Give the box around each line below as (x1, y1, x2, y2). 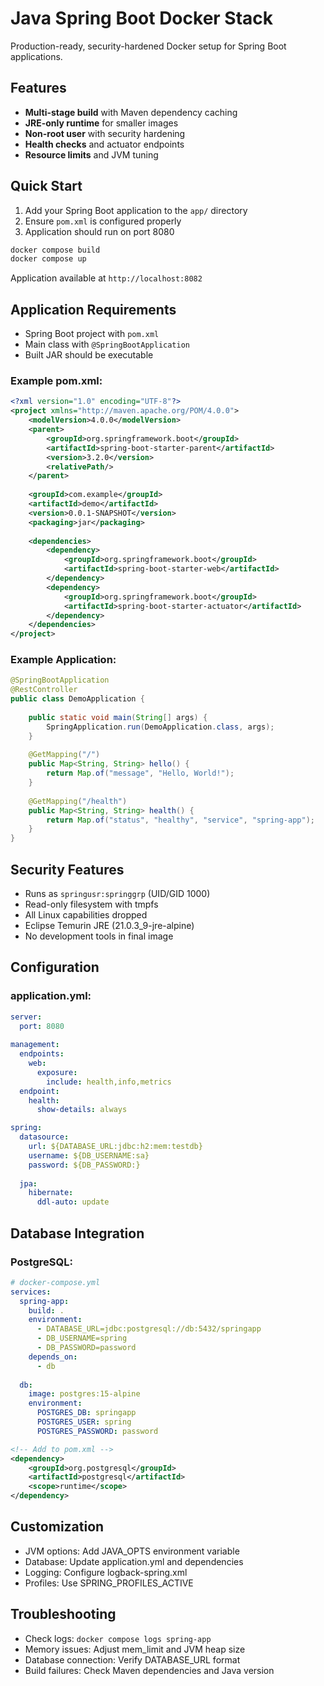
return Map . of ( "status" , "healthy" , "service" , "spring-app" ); (46, 815, 315, 825)
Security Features (10, 861, 125, 878)
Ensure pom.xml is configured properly (24, 215, 182, 227)
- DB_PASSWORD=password (36, 1343, 137, 1353)
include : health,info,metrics (46, 1077, 172, 1087)
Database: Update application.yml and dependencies (24, 1555, 244, 1567)
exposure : (36, 1067, 78, 1077)
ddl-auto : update (36, 1197, 110, 1207)
